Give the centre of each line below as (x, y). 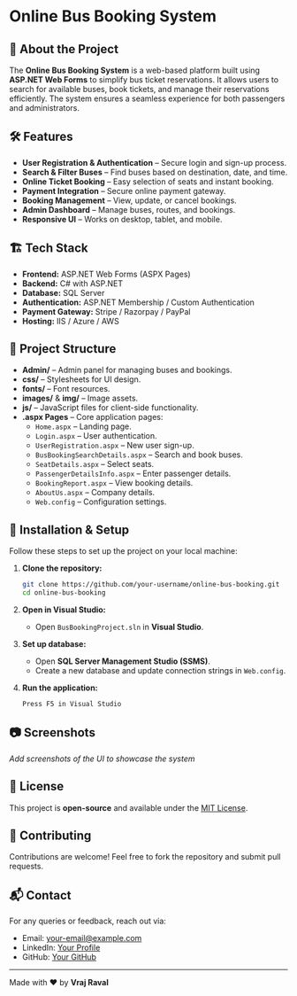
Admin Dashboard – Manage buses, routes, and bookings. (129, 209)
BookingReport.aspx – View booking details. (114, 483)
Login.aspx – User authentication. (96, 436)
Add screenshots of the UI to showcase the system (103, 759)
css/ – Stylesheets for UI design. (81, 379)
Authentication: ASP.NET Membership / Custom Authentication (138, 302)
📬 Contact (40, 895)
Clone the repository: (62, 568)
